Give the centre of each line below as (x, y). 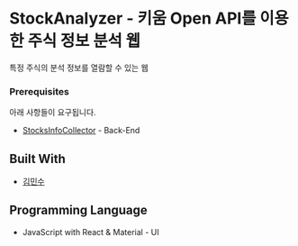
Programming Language (79, 210)
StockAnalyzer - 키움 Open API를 (133, 18)
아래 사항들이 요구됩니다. (53, 113)
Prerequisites (39, 91)
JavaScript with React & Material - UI (90, 232)
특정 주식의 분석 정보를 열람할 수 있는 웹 (79, 68)
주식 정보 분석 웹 (84, 41)
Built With (37, 159)
